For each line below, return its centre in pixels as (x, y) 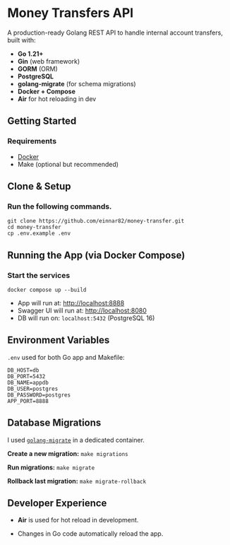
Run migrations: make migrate (51, 467)
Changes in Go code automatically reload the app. (90, 534)
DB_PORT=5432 (26, 376)
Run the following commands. (60, 206)
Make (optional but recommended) (68, 164)
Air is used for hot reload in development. (78, 520)
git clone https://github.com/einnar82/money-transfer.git (96, 221)
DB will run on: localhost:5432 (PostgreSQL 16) (86, 318)
